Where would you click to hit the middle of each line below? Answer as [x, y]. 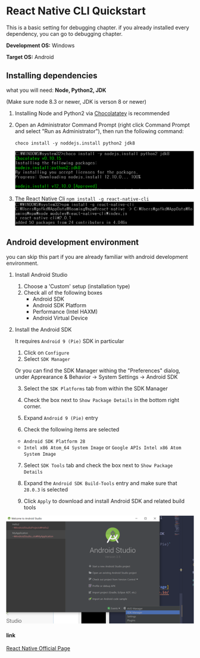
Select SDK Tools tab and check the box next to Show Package [98, 465]
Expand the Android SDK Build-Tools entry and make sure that [100, 483]
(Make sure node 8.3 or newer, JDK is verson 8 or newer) [76, 101]
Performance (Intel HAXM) [65, 311]
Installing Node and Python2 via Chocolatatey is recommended [92, 113]
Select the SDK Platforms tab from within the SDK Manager [96, 388]
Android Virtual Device [60, 318]
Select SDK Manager [47, 359]
